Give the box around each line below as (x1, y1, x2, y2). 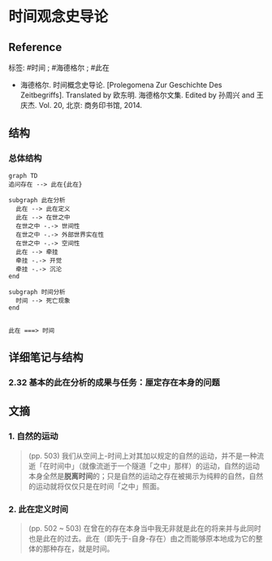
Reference (8, 40, 63, 54)
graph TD (8, 171, 38, 179)
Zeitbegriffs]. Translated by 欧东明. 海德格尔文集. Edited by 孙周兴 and (19, 90, 255, 100)
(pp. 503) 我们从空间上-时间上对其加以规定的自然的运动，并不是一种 (28, 451, 257, 460)
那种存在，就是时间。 (42, 543, 114, 553)
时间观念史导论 (8, 7, 109, 26)
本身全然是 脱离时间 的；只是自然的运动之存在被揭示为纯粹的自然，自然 (28, 471, 264, 481)
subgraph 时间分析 (8, 287, 66, 296)
